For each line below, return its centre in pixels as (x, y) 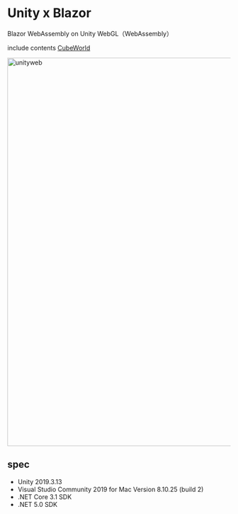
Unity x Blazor (50, 13)
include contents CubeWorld (49, 48)
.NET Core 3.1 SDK (45, 497)
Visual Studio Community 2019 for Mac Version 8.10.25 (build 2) (110, 489)
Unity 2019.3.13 (40, 481)
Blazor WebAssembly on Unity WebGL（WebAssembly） (90, 33)
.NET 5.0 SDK (38, 504)
